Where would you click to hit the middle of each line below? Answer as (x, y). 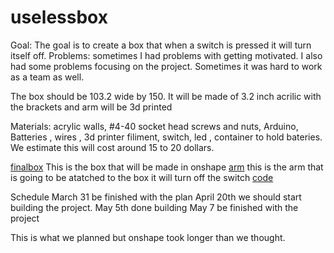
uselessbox (59, 17)
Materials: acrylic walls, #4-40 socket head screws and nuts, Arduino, (154, 126)
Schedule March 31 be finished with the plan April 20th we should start (156, 197)
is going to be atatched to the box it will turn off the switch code (142, 177)
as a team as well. (47, 77)
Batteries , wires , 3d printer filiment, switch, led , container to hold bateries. (166, 137)
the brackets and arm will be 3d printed (91, 107)
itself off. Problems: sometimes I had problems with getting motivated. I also (166, 55)
